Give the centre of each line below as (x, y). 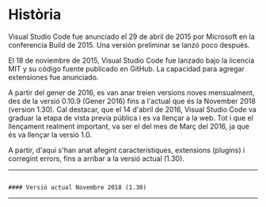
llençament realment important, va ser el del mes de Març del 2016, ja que (129, 126)
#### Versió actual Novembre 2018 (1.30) (78, 187)
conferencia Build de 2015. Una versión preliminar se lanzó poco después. (129, 44)
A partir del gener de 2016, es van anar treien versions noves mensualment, (131, 92)
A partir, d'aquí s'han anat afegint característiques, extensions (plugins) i (127, 150)
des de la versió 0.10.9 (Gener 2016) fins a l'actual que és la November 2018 (132, 101)
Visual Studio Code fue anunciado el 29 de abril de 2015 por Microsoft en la (131, 36)
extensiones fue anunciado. (53, 77)
